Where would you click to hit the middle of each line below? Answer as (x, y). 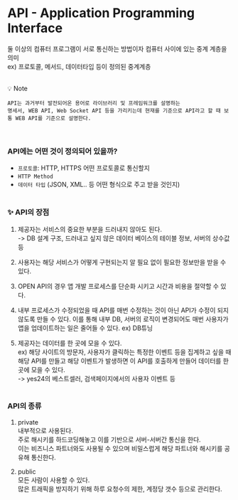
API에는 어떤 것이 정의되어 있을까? (63, 151)
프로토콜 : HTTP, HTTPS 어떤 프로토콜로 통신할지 (84, 168)
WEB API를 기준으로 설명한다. (53, 118)
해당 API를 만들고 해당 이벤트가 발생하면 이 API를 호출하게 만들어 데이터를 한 (123, 361)
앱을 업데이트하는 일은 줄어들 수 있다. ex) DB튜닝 (85, 328)
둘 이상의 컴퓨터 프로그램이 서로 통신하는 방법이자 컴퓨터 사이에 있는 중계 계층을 (117, 48)
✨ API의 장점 (28, 213)
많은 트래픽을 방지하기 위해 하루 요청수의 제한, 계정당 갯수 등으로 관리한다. (120, 489)
